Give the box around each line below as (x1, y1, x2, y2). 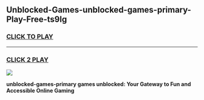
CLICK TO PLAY (6, 33, 53, 41)
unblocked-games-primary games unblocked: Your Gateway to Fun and (6, 80, 191, 87)
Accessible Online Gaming (6, 87, 75, 94)
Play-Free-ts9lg (6, 15, 67, 25)
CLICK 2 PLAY (6, 55, 49, 64)
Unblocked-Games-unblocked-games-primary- (6, 5, 191, 15)
